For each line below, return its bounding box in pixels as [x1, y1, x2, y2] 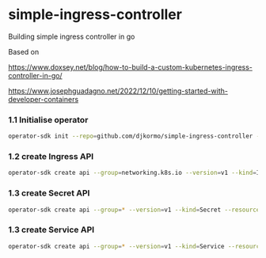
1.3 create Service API [8, 224, 95, 235]
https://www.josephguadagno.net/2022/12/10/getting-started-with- [8, 85, 228, 96]
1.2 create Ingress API [8, 151, 94, 162]
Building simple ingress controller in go [8, 32, 135, 41]
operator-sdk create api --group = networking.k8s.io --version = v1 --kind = [8, 169, 257, 177]
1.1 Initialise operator [8, 114, 89, 125]
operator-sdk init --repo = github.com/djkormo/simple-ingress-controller [8, 132, 253, 140]
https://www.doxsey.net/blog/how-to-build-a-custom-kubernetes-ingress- [8, 62, 253, 72]
